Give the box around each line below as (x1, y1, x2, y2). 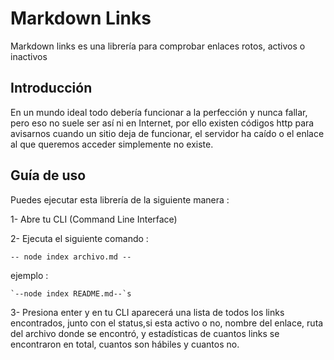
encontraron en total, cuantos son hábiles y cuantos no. (10, 338, 240, 350)
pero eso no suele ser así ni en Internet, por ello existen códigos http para (10, 117, 315, 129)
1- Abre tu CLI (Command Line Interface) (10, 213, 178, 225)
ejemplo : (10, 269, 49, 281)
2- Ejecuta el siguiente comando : (10, 232, 149, 244)
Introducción (10, 80, 93, 97)
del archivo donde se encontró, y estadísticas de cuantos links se (10, 327, 280, 339)
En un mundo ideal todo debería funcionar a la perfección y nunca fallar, (10, 106, 308, 118)
